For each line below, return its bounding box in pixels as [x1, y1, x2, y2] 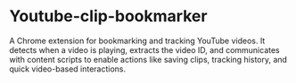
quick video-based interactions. [9, 64, 127, 74]
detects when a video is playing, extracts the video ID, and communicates [9, 44, 281, 55]
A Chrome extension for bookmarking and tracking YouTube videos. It [9, 35, 266, 46]
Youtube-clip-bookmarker [9, 6, 208, 26]
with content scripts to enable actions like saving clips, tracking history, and [9, 54, 288, 64]
